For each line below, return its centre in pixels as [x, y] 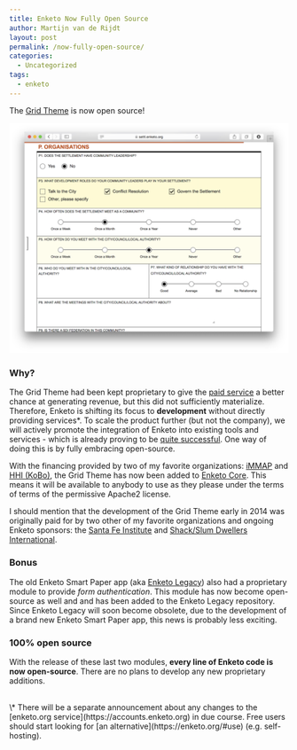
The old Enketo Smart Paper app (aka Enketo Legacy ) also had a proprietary [148, 582]
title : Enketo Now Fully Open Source [79, 19]
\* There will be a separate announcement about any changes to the [133, 707]
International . [33, 540]
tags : [19, 75]
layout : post [33, 37]
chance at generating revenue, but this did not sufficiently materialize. [137, 402]
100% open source [51, 643]
